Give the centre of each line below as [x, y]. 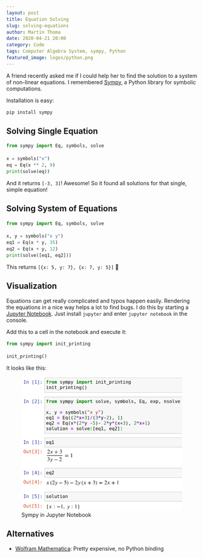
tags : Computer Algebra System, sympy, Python [66, 52]
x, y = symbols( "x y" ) [35, 236]
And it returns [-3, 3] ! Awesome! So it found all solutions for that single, [97, 183]
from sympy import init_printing [48, 344]
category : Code [25, 45]
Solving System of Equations [62, 209]
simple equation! [27, 189]
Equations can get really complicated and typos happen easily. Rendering [98, 301]
